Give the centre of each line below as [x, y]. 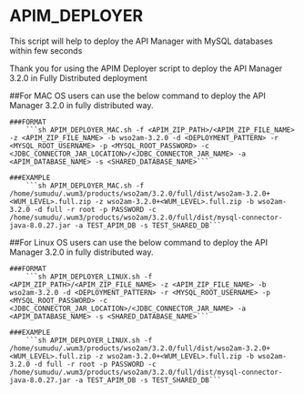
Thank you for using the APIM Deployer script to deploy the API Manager [146, 68]
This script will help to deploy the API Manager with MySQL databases [141, 41]
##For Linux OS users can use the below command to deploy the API [139, 242]
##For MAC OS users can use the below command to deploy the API [137, 96]
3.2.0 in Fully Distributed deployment [78, 77]
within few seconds [46, 50]
